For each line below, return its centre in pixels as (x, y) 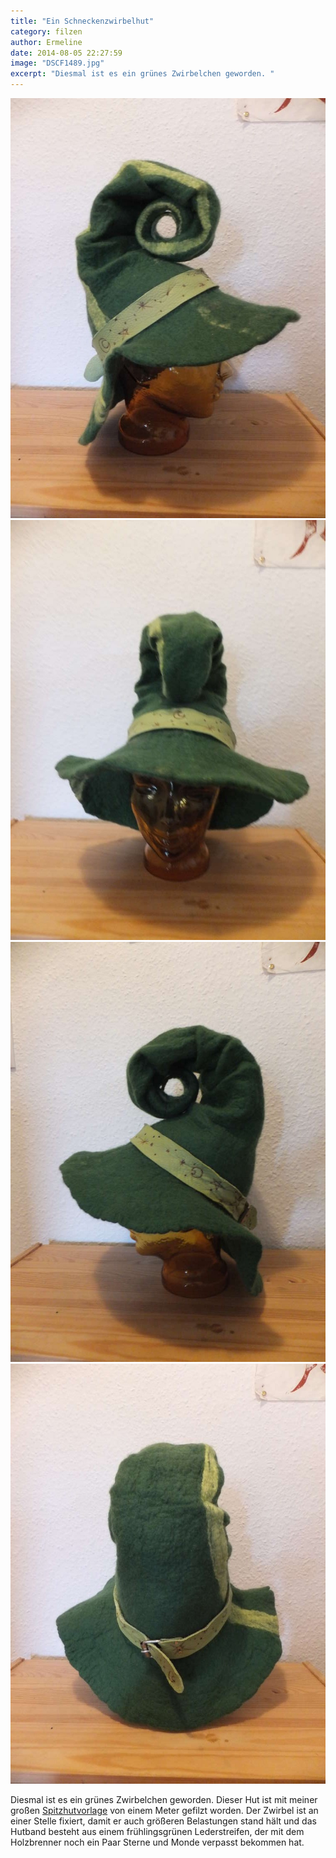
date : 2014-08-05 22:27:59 (66, 53)
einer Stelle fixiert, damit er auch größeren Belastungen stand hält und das (163, 1821)
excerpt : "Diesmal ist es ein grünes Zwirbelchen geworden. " (142, 74)
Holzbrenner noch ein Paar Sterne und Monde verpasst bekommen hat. (157, 1842)
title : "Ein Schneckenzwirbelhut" (82, 21)
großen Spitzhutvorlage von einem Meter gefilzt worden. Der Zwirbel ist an (164, 1810)
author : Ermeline (46, 42)
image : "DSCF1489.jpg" (57, 63)
